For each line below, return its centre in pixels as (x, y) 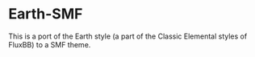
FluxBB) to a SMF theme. (50, 44)
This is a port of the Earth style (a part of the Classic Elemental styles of (128, 36)
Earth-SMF (46, 14)
